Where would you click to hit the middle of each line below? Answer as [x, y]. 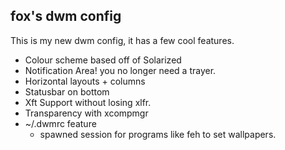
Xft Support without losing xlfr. [88, 102]
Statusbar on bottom [67, 91]
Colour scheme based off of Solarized [103, 60]
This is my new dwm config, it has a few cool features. [122, 40]
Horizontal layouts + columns [85, 81]
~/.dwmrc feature [60, 123]
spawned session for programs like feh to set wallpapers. [158, 134]
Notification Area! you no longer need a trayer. [120, 70]
